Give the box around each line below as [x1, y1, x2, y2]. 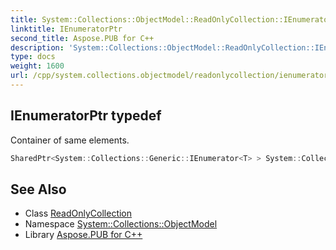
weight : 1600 [10, 61, 65, 71]
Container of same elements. [10, 134, 130, 146]
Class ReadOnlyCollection [24, 207, 133, 220]
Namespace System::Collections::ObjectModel [24, 218, 218, 230]
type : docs [10, 52, 56, 62]
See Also [10, 181, 67, 198]
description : [10, 42, 65, 53]
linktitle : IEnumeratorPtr [10, 24, 123, 34]
